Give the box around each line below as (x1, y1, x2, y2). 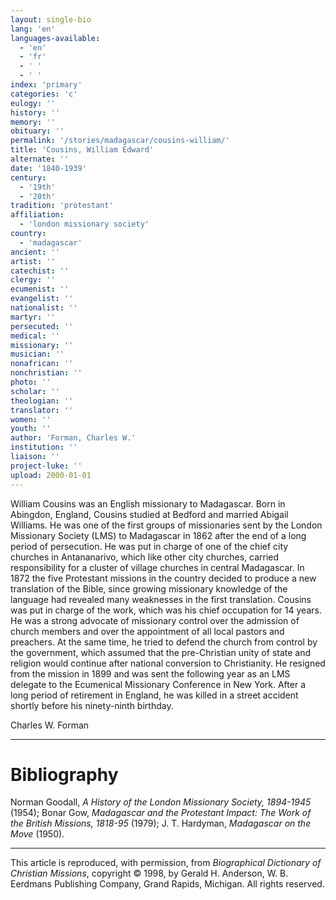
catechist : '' (10, 266, 70, 276)
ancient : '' (10, 247, 60, 257)
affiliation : (10, 210, 65, 220)
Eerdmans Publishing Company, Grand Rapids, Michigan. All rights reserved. (10, 878, 325, 890)
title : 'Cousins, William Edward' (10, 145, 155, 155)
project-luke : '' (10, 461, 83, 471)
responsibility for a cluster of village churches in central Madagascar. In (10, 561, 305, 573)
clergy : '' (10, 275, 56, 285)
